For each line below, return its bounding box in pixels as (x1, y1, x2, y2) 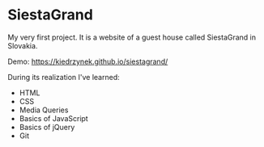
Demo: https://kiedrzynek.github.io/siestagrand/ (7, 57, 168, 66)
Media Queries (19, 105, 69, 115)
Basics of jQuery (19, 122, 75, 132)
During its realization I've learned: (7, 72, 121, 82)
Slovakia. (7, 40, 38, 50)
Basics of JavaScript (19, 113, 88, 123)
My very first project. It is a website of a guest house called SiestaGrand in (7, 32, 257, 42)
